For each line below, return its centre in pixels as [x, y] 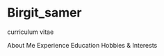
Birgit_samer [44, 13]
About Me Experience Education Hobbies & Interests [82, 45]
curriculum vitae [31, 32]
